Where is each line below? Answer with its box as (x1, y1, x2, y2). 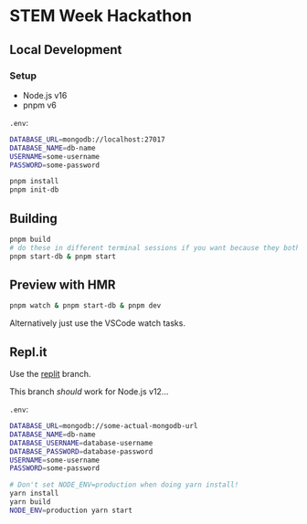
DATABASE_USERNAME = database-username (9, 438, 153, 447)
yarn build (9, 498, 51, 507)
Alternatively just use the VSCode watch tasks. (9, 318, 185, 329)
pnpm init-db (9, 185, 59, 194)
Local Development (9, 42, 122, 58)
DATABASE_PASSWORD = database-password (9, 446, 153, 456)
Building (9, 211, 58, 226)
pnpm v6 (22, 100, 57, 110)
